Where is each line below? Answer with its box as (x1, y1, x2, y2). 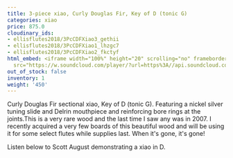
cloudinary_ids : (7, 29, 54, 37)
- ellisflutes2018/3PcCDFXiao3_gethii (7, 36, 119, 43)
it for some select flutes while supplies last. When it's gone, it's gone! (7, 130, 205, 138)
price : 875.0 (7, 23, 45, 30)
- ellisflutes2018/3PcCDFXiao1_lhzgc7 (7, 42, 119, 49)
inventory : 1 (7, 74, 45, 82)
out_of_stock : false (7, 68, 67, 75)
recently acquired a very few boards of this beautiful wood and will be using (7, 122, 225, 130)
